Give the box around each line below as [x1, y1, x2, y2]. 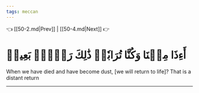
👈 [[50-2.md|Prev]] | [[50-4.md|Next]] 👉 [6, 25, 110, 33]
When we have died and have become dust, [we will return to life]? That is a [6, 68, 191, 75]
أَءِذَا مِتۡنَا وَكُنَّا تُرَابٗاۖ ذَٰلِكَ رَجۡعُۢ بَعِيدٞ [6, 48, 187, 62]
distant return [6, 74, 40, 81]
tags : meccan [6, 8, 38, 15]
